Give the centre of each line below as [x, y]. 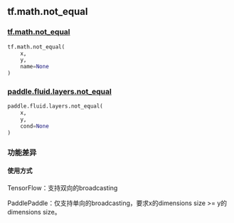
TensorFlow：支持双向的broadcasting [63, 187]
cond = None [35, 126]
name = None [35, 67]
